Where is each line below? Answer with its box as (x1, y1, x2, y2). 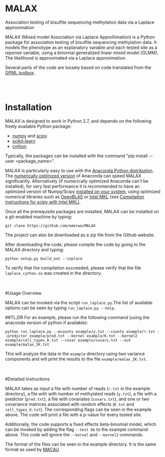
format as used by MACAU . (5, 446, 61, 452)
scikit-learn (12, 138, 35, 144)
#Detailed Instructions (5, 376, 50, 382)
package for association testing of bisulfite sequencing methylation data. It (5, 39, 157, 45)
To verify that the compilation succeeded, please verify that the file (5, 264, 141, 271)
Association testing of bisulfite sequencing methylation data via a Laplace (5, 19, 155, 25)
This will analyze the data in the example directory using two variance (5, 351, 145, 357)
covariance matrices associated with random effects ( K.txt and (5, 401, 134, 407)
